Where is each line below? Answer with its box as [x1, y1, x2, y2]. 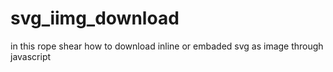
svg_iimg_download [10, 7, 180, 30]
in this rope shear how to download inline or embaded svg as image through [10, 40, 324, 52]
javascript [10, 50, 52, 62]
